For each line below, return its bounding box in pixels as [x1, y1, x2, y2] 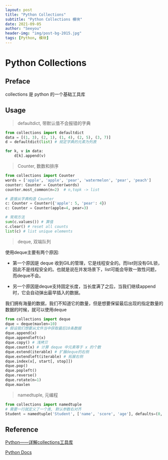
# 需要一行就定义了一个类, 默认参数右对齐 [5, 407, 82, 412]
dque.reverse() [5, 373, 37, 378]
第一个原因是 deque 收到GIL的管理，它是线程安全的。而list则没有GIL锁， [12, 260, 162, 266]
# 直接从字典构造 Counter [5, 196, 54, 202]
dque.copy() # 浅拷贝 [5, 340, 48, 345]
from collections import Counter [5, 173, 75, 178]
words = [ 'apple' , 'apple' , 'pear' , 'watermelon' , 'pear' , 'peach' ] [5, 177, 151, 183]
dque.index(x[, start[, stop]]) [5, 359, 73, 364]
